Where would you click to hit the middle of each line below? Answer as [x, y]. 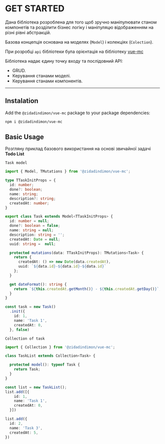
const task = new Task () [30, 307]
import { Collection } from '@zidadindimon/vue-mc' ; [60, 347]
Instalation [22, 101]
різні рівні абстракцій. [28, 32]
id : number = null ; [29, 221]
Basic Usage [25, 137]
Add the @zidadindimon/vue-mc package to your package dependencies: [78, 113]
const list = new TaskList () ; [36, 387]
